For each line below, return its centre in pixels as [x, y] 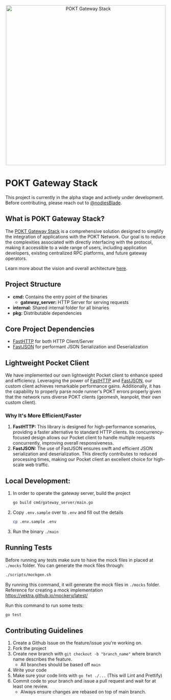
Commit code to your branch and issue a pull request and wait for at [84, 681]
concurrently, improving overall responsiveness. [63, 443]
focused [21, 437]
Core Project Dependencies [50, 329]
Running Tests [29, 548]
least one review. [30, 686]
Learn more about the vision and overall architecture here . [66, 268]
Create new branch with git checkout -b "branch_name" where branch [87, 654]
